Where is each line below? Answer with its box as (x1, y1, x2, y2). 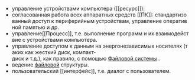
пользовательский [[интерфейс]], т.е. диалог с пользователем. (11, 68, 171, 74)
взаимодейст (155, 30, 189, 37)
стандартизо (154, 11, 187, 18)
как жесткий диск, (25, 49, 72, 55)
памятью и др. (22, 24, 59, 31)
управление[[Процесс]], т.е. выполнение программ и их (11, 30, 155, 37)
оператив (163, 18, 187, 24)
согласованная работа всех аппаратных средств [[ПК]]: (11, 11, 154, 18)
